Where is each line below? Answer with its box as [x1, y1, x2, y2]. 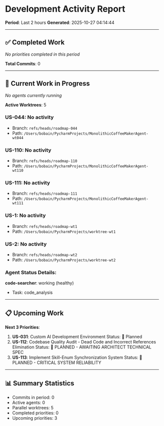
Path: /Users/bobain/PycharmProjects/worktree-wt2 [12, 257, 116, 263]
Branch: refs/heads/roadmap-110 [12, 158, 78, 164]
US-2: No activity [5, 241, 47, 247]
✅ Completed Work [5, 38, 65, 47]
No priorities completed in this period [5, 51, 80, 57]
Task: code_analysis [12, 289, 53, 296]
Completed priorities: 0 [12, 410, 59, 416]
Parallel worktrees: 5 [12, 405, 54, 410]
